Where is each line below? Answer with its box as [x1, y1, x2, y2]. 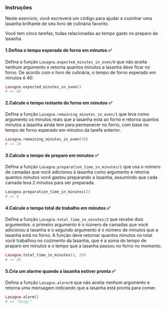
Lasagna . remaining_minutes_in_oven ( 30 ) [5, 137, 88, 142]
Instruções [5, 4, 32, 11]
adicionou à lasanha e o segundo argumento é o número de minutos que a [5, 227, 158, 233]
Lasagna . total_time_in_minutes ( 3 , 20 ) [5, 252, 86, 258]
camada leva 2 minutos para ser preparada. [5, 180, 95, 186]
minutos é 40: [5, 75, 34, 81]
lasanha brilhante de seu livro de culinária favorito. [5, 21, 109, 27]
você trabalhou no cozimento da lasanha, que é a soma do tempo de [5, 237, 146, 244]
